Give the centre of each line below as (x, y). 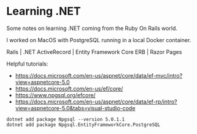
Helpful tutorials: (27, 64)
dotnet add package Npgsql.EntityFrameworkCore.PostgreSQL (83, 125)
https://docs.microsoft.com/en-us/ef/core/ (69, 88)
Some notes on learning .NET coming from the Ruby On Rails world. (92, 28)
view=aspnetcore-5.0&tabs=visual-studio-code (75, 108)
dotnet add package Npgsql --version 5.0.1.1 (65, 119)
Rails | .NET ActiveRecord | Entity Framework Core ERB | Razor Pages (94, 52)
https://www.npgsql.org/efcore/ (56, 95)
